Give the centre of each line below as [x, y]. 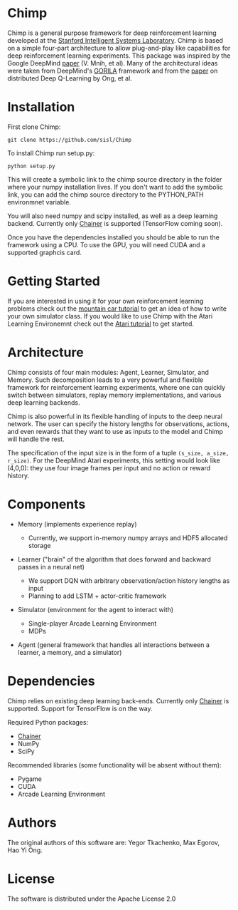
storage [39, 545]
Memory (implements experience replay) [77, 524]
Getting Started [54, 281]
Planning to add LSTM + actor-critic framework [97, 596]
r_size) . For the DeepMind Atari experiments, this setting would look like [114, 460]
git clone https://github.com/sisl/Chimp [70, 140]
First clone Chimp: [34, 127]
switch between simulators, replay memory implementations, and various [114, 395]
